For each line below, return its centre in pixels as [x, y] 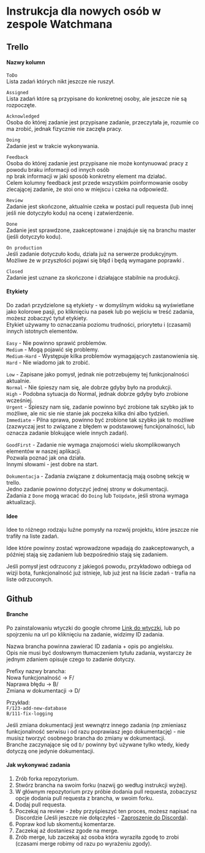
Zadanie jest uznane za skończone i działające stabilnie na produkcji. [93, 277]
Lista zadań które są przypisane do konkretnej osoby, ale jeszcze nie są [97, 99]
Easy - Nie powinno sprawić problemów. [57, 343]
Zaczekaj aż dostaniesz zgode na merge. [67, 830]
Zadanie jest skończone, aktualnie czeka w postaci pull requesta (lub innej [100, 206]
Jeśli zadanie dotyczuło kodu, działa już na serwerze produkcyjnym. [92, 254]
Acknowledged [23, 116]
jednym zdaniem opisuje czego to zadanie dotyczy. [71, 659]
